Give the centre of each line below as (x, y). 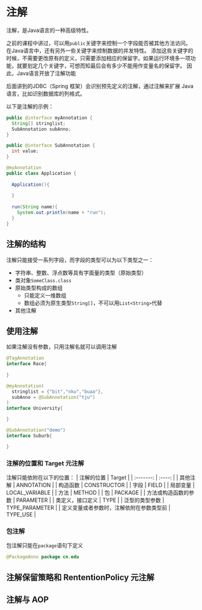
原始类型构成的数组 (39, 288)
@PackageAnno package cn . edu (43, 557)
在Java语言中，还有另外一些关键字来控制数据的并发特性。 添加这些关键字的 (100, 50)
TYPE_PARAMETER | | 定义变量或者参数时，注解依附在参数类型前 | (88, 507)
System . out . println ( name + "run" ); (62, 213)
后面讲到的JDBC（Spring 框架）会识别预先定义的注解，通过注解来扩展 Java (100, 86)
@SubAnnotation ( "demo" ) (36, 430)
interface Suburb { (29, 436)
